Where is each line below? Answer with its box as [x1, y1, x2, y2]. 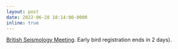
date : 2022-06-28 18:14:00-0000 [6, 14, 87, 20]
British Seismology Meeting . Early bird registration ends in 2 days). [6, 36, 172, 44]
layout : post [6, 8, 39, 15]
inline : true [6, 20, 39, 26]
